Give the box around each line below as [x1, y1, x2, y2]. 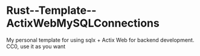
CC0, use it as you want [6, 43, 66, 50]
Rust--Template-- [6, 4, 97, 17]
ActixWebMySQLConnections [6, 16, 160, 30]
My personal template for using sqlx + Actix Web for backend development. [6, 36, 195, 43]
